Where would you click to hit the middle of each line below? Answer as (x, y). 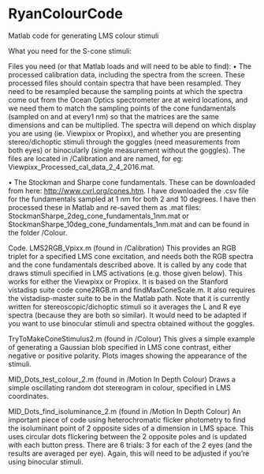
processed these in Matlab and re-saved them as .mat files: (104, 207)
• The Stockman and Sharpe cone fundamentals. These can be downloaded (132, 182)
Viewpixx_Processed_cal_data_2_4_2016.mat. (82, 167)
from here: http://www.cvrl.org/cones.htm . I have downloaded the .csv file (128, 190)
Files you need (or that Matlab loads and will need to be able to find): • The (130, 66)
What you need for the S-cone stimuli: (70, 51)
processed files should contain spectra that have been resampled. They (125, 83)
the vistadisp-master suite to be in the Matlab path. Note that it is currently (129, 298)
